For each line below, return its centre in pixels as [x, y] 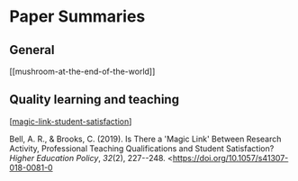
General [32, 50]
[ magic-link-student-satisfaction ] [71, 121]
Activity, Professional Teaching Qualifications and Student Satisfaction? [142, 148]
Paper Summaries [77, 17]
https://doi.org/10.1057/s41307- [230, 158]
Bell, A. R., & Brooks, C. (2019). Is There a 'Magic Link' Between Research [145, 139]
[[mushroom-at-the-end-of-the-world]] [82, 71]
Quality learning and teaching [95, 100]
